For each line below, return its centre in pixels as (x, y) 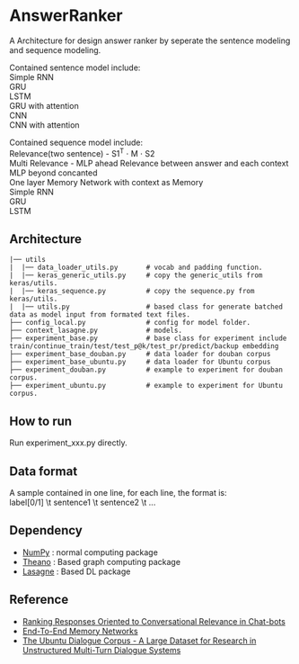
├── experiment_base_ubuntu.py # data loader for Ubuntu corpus (140, 362)
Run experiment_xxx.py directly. (68, 443)
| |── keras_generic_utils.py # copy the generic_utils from (136, 275)
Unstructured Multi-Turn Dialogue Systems (101, 650)
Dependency (46, 530)
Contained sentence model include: (75, 67)
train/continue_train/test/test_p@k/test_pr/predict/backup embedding (144, 346)
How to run (41, 421)
